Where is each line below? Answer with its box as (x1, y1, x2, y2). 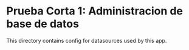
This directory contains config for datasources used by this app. (6, 37, 167, 44)
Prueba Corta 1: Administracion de (6, 4, 184, 18)
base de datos (6, 17, 79, 31)
